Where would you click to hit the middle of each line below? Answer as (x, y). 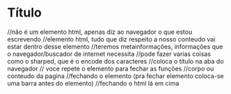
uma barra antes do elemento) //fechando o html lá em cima (93, 83)
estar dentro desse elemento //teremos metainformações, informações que (115, 46)
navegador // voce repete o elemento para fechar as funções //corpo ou (111, 68)
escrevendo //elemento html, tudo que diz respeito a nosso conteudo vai (111, 39)
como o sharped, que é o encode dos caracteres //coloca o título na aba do (115, 61)
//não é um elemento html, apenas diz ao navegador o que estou (100, 32)
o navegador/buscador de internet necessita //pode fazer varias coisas (109, 54)
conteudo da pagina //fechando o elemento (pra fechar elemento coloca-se (115, 76)
